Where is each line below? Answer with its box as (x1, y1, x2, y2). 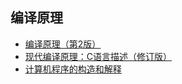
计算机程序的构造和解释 (24, 63, 122, 75)
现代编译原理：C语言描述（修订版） (24, 50, 173, 62)
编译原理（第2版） (24, 38, 102, 50)
